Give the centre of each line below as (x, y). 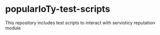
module (13, 28)
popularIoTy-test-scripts (58, 9)
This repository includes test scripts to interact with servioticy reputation (80, 23)
